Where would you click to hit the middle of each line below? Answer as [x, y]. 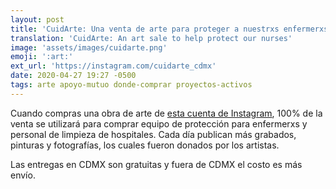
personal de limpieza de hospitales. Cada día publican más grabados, [153, 134]
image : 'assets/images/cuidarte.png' [89, 47]
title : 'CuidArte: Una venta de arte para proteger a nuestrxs [145, 29]
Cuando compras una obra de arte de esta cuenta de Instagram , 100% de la [166, 113]
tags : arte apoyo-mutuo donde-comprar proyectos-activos [131, 85]
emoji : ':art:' [42, 57]
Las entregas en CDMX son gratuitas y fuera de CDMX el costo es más [156, 164]
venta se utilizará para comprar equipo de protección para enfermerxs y [159, 123]
